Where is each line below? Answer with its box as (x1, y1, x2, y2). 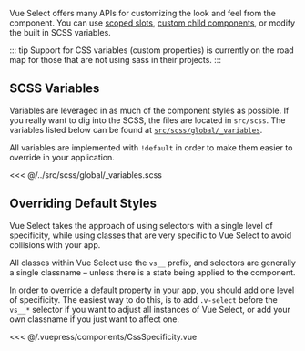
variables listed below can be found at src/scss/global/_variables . (9, 124, 263, 135)
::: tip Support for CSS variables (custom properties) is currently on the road (9, 45, 294, 56)
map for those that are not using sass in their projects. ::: (9, 55, 221, 65)
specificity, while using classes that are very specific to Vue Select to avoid (9, 230, 292, 241)
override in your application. (9, 151, 116, 162)
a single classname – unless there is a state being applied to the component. (9, 266, 296, 277)
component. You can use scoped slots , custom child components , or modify (9, 17, 296, 28)
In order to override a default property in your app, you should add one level (9, 284, 295, 295)
